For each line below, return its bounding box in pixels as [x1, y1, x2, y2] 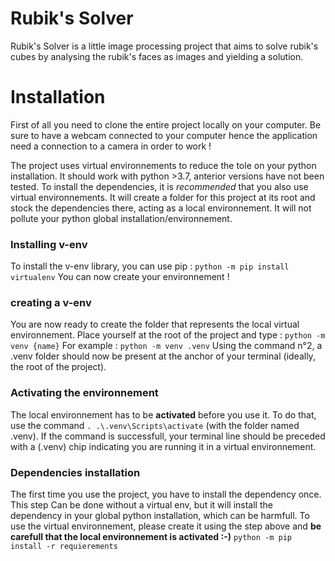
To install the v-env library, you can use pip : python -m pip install [10, 260, 290, 272]
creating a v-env [10, 296, 92, 310]
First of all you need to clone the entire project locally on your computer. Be [10, 118, 322, 131]
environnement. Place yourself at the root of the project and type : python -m [10, 329, 326, 341]
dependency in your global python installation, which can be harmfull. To [10, 510, 310, 522]
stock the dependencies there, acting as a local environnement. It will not [10, 202, 312, 214]
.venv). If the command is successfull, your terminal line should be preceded [10, 430, 326, 442]
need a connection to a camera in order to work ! [10, 140, 212, 152]
